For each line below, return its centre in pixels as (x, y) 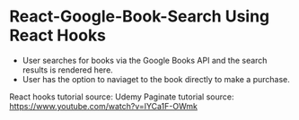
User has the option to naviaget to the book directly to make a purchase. (156, 79)
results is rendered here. (68, 70)
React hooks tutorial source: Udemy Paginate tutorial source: (122, 97)
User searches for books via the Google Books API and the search (145, 60)
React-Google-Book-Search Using (140, 17)
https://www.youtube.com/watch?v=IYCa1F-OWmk (103, 106)
